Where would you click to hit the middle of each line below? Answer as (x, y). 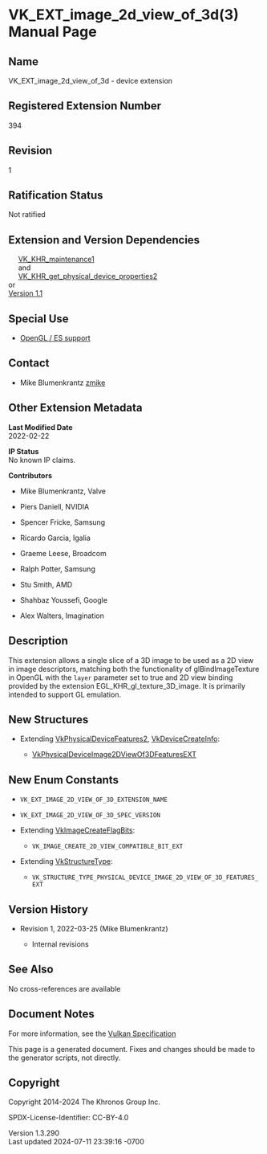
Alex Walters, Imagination (62, 616)
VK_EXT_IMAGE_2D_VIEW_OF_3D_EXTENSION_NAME (94, 800)
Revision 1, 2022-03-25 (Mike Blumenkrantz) (94, 928)
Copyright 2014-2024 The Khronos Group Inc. (84, 1102)
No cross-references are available (65, 988)
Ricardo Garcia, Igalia (55, 538)
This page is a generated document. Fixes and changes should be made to (131, 1049)
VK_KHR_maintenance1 (56, 260)
